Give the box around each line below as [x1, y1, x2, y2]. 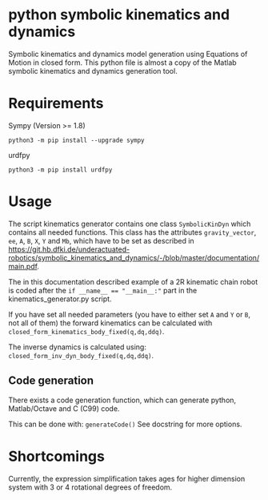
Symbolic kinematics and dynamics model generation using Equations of [8, 49, 248, 58]
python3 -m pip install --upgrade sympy [8, 136, 146, 144]
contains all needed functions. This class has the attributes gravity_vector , [8, 227, 257, 237]
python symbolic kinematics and [8, 6, 230, 24]
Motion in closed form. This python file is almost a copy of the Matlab [8, 58, 238, 67]
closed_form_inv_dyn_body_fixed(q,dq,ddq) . [8, 350, 154, 360]
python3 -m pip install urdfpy [8, 166, 113, 174]
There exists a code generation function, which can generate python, [8, 395, 237, 405]
